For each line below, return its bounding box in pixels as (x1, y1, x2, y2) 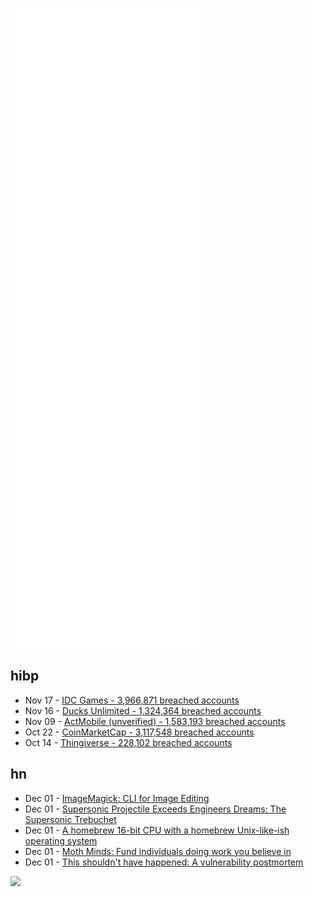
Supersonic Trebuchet (24, 813, 117, 825)
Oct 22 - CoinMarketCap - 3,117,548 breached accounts (24, 726, 255, 738)
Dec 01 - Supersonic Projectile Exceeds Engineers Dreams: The (24, 803, 287, 815)
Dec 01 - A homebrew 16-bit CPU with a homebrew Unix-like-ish (24, 824, 290, 836)
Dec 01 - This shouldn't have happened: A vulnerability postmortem (24, 856, 304, 868)
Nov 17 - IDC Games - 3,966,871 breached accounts (24, 694, 240, 706)
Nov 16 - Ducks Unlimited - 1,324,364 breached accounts (24, 704, 262, 717)
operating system (24, 834, 98, 847)
